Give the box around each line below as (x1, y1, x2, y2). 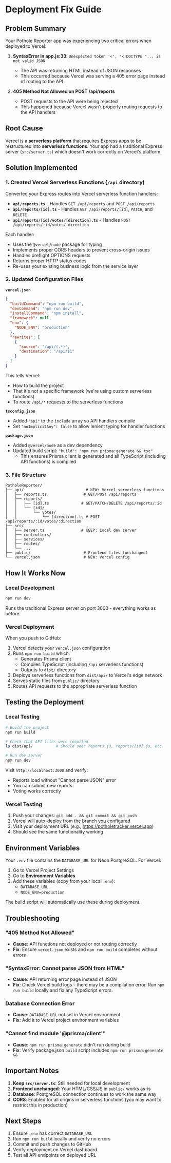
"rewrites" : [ (10, 335, 40, 340)
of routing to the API (20, 79, 63, 84)
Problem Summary (5, 24, 66, 33)
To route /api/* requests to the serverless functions (12, 399, 123, 405)
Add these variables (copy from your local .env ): (12, 878, 116, 884)
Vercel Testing (5, 801, 43, 808)
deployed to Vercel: (5, 43, 47, 49)
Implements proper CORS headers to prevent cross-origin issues (12, 246, 150, 253)
